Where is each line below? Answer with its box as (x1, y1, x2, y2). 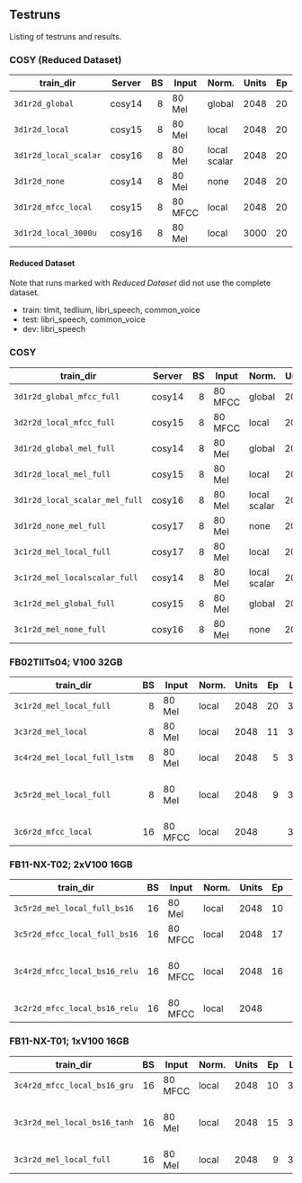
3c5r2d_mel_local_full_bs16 (13, 903, 134, 914)
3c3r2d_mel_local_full (13, 1154, 111, 1164)
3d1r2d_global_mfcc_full (13, 391, 120, 401)
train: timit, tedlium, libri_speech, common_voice (22, 305, 200, 316)
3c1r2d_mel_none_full (13, 624, 106, 634)
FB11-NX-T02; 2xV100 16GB (9, 858, 133, 871)
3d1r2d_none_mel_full (13, 521, 106, 531)
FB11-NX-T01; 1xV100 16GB (9, 1035, 129, 1047)
